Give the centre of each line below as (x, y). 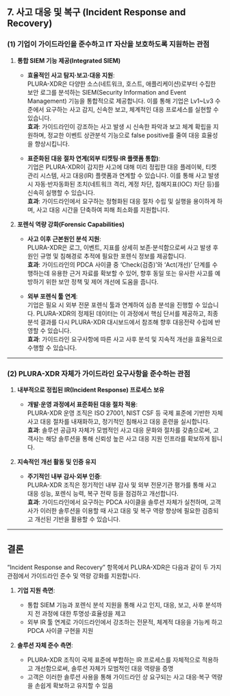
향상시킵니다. (52, 143)
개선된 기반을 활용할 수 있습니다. (78, 519)
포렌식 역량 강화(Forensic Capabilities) (71, 224)
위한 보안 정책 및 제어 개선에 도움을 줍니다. (102, 281)
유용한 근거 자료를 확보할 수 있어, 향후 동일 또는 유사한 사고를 (132, 273)
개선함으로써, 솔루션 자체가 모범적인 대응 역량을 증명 (104, 668)
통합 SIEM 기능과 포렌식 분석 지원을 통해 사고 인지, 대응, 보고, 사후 (115, 605)
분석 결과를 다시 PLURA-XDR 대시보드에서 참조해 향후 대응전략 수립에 (120, 322)
